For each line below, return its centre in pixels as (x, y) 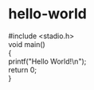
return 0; (23, 69)
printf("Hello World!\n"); (47, 61)
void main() (27, 44)
